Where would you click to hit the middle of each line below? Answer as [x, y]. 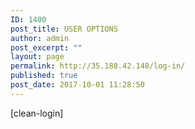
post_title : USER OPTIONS [64, 29]
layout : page [37, 57]
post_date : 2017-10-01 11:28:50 [77, 85]
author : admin [40, 38]
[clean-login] [37, 113]
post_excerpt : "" [46, 47]
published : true [44, 76]
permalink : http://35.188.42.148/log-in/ [98, 66]
